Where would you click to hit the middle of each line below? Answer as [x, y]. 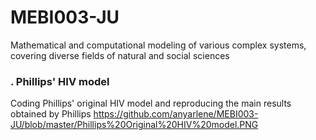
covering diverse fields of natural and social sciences [120, 55]
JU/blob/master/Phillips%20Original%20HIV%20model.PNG [134, 125]
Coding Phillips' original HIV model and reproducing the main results [151, 103]
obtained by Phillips [51, 114]
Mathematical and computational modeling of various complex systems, [158, 45]
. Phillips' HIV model [60, 81]
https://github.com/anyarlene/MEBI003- [176, 114]
